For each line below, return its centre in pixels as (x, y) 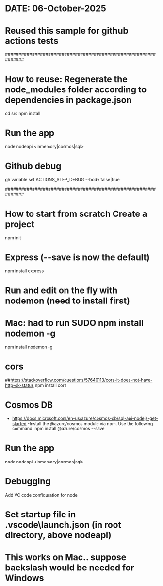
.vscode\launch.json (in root (63, 524)
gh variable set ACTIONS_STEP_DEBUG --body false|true (62, 179)
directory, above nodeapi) (58, 535)
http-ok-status (19, 385)
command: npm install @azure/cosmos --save (58, 428)
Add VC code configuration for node (41, 495)
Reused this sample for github (67, 31)
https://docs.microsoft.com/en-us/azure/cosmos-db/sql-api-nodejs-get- (85, 418)
